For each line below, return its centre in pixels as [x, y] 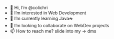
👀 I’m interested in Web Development [48, 13]
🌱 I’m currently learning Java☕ [41, 18]
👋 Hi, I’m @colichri [29, 8]
